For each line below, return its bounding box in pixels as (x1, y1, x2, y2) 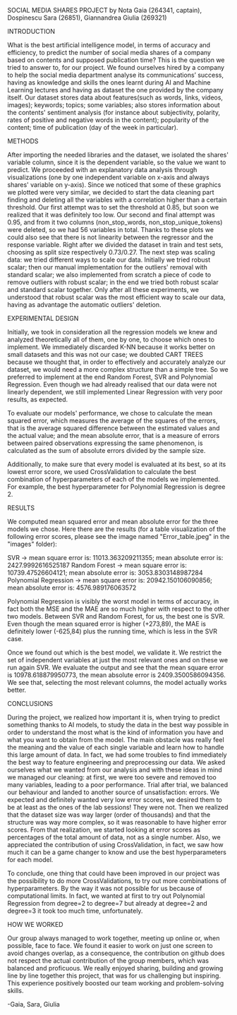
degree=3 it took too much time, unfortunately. (7, 906, 143, 915)
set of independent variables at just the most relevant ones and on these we (7, 656, 228, 664)
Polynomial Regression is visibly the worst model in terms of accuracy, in (7, 597, 219, 605)
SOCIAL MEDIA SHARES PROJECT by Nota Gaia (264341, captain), (7, 6, 202, 14)
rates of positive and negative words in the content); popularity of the (7, 116, 209, 124)
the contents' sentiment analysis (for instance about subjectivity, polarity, (7, 109, 221, 116)
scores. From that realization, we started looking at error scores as (7, 825, 201, 834)
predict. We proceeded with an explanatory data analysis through (7, 166, 197, 174)
